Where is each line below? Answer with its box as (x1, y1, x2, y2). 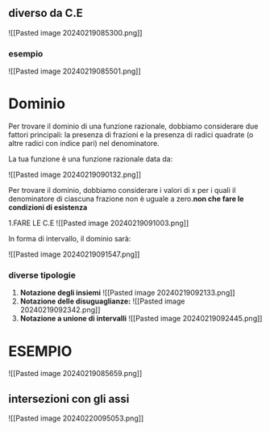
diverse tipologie (8, 270, 77, 281)
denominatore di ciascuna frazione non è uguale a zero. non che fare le (8, 194, 244, 204)
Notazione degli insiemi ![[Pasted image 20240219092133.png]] (19, 288, 235, 298)
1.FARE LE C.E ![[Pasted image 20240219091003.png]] (8, 218, 189, 228)
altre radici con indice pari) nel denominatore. (8, 139, 160, 149)
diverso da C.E (8, 6, 83, 20)
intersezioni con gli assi (8, 391, 130, 406)
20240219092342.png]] (19, 305, 101, 315)
